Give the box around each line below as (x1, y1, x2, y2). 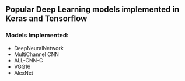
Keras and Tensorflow (5, 14, 88, 24)
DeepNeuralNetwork (13, 44, 64, 51)
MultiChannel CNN (13, 51, 60, 58)
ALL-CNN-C (13, 57, 43, 64)
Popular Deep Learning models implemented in (5, 5, 180, 15)
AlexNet (13, 69, 33, 76)
